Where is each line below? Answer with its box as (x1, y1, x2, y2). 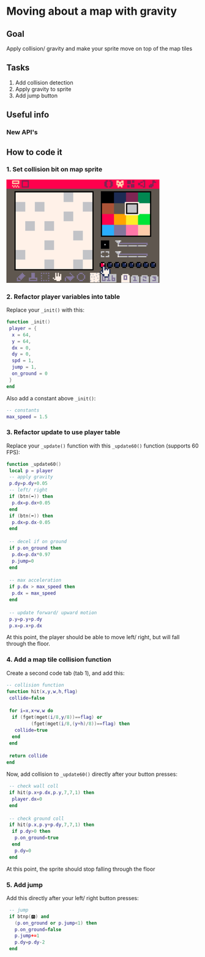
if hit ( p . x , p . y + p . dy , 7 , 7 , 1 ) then (9, 822, 95, 828)
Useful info (6, 110, 50, 120)
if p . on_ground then (9, 545, 62, 552)
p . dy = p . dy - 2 (14, 939, 45, 945)
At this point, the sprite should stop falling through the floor (6, 865, 155, 873)
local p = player (9, 467, 53, 474)
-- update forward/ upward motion (9, 609, 97, 616)
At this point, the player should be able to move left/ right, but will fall (6, 634, 180, 641)
